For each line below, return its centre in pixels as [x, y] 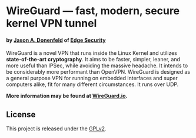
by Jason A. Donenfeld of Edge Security [56, 40]
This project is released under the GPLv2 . [56, 129]
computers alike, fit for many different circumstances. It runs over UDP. [92, 84]
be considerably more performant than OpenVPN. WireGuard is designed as [98, 72]
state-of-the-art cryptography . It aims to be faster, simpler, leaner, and [93, 60]
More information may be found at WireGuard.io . [67, 96]
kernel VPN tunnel [52, 23]
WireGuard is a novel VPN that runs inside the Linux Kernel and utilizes [92, 53]
